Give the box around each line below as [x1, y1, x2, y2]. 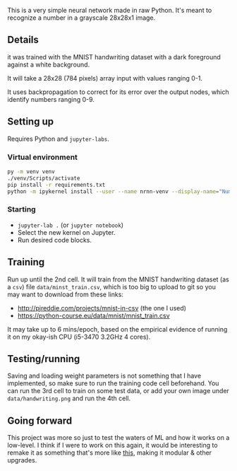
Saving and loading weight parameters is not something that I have [7, 371, 202, 380]
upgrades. [7, 456, 37, 465]
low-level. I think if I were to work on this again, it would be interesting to [7, 441, 218, 450]
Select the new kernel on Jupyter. [17, 228, 116, 236]
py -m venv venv [7, 168, 55, 175]
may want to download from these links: [7, 290, 123, 298]
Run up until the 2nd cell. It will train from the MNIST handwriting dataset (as [7, 275, 229, 284]
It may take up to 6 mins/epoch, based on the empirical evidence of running [7, 325, 228, 333]
